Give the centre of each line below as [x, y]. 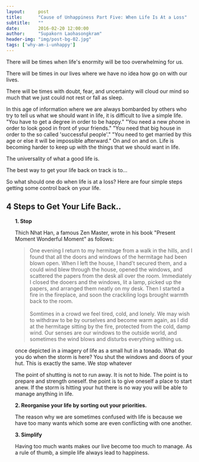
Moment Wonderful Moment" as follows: [64, 239]
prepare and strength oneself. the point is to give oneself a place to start [103, 381]
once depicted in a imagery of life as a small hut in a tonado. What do [99, 350]
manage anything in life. [44, 394]
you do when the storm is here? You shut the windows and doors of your [104, 357]
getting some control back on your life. [53, 188]
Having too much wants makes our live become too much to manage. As [103, 446]
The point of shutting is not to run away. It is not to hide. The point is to [101, 374]
